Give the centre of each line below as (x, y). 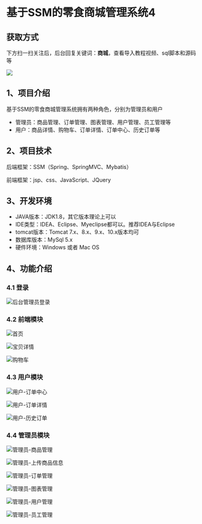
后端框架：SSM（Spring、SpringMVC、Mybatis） (69, 167)
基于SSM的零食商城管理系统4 (81, 13)
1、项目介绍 (28, 93)
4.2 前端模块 (25, 320)
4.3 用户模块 (25, 377)
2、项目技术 (29, 151)
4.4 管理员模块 (28, 435)
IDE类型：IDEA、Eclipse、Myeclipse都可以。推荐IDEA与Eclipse (95, 225)
